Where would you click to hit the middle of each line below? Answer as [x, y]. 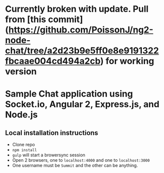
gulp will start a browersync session [49, 155]
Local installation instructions [52, 133]
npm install [24, 150]
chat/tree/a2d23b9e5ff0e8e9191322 [82, 51]
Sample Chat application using [69, 94]
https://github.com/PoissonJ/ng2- [81, 30]
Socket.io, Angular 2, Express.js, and [82, 104]
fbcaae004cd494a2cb [53, 61]
